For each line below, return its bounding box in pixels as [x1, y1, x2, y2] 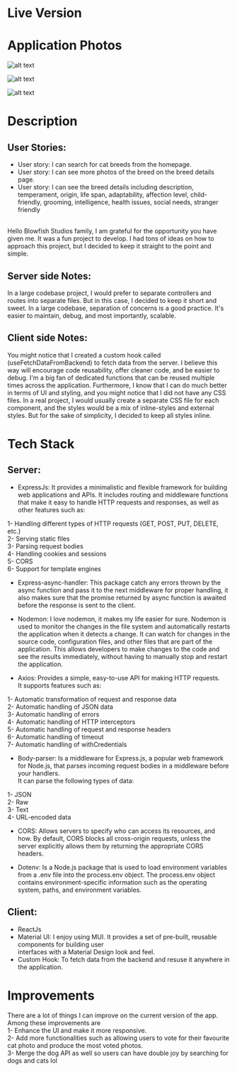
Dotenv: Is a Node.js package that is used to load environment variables [17, 863, 228, 871]
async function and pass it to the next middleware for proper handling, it [17, 585, 229, 594]
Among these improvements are [7, 1018, 101, 1027]
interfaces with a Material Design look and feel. [17, 947, 156, 956]
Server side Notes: [7, 270, 92, 282]
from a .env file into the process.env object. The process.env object [17, 871, 216, 879]
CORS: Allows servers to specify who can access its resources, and [17, 827, 216, 835]
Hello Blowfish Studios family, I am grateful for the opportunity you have [7, 227, 217, 236]
